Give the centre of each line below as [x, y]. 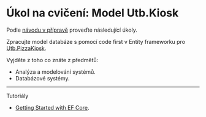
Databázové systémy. [42, 78]
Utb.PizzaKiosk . [26, 48]
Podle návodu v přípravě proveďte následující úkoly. [72, 30]
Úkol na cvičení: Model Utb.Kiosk [93, 13]
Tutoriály [17, 96]
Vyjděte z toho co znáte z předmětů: [52, 60]
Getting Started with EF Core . [52, 107]
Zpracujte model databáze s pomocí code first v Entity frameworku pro [96, 41]
